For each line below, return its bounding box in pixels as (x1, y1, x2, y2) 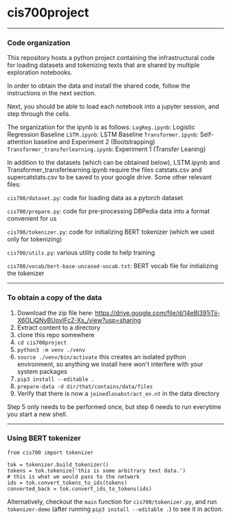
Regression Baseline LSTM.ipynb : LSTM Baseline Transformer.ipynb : (7, 130, 199, 139)
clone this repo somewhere (16, 330, 95, 339)
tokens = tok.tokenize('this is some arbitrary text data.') (7, 467, 186, 474)
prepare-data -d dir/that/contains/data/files (16, 383, 153, 390)
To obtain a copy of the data (7, 293, 102, 303)
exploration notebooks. (7, 68, 73, 77)
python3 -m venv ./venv (16, 346, 86, 353)
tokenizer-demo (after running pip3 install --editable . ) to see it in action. (7, 505, 223, 513)
